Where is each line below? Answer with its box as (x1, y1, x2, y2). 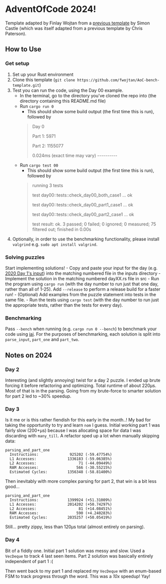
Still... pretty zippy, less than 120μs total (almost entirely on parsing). (5, 524, 145, 530)
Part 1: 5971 (32, 133, 56, 139)
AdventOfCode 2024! (5, 3, 96, 15)
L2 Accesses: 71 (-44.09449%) (9, 461, 112, 466)
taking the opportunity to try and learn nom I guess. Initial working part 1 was (5, 422, 160, 428)
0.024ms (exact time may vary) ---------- (32, 152, 118, 158)
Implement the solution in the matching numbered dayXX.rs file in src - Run (5, 275, 159, 281)
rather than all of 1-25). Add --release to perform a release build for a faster (5, 286, 161, 292)
